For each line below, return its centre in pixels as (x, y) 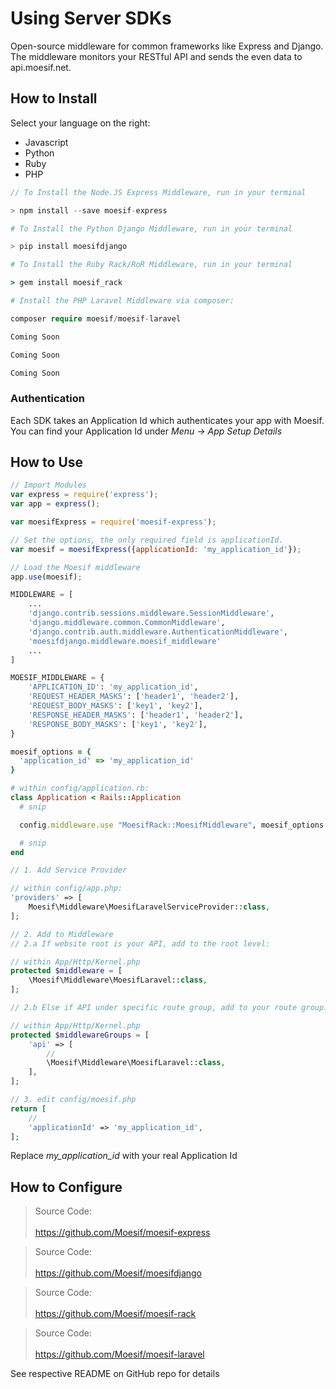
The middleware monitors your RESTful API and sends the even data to (156, 56)
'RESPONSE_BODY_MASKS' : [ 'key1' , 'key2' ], (118, 724)
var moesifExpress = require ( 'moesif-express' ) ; (113, 522)
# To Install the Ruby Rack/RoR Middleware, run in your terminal (151, 265)
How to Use (47, 462)
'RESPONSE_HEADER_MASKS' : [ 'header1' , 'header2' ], (136, 715)
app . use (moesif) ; (46, 577)
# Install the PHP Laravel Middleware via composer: (122, 301)
